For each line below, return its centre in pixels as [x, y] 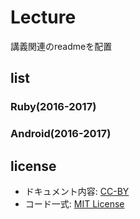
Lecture [43, 17]
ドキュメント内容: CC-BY [77, 191]
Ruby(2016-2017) [53, 107]
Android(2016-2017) [61, 134]
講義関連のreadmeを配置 [61, 46]
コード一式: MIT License [74, 203]
